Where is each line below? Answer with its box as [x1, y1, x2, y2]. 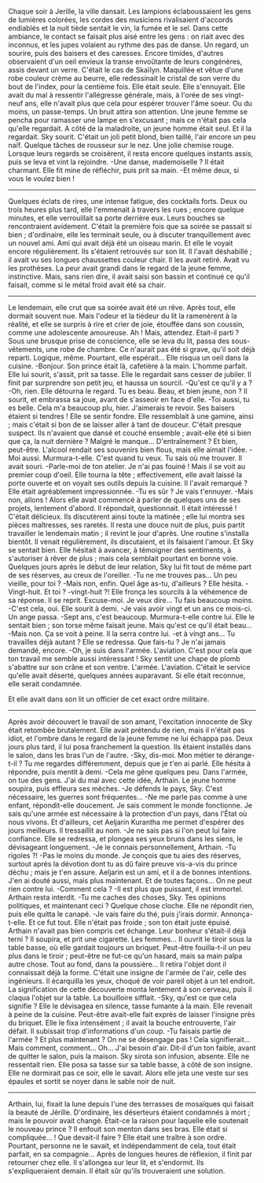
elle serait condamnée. [8, 679, 82, 688]
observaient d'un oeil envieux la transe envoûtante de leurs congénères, [8, 57, 243, 66]
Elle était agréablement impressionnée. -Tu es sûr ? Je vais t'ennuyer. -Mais [8, 487, 254, 496]
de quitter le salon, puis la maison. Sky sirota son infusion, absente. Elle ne [8, 1052, 250, 1061]
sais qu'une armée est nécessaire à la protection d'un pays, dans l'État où [8, 809, 247, 818]
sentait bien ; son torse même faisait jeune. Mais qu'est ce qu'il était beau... [8, 621, 253, 630]
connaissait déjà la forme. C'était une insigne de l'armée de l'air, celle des [8, 968, 247, 977]
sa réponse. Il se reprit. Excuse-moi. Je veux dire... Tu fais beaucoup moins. [8, 596, 254, 604]
